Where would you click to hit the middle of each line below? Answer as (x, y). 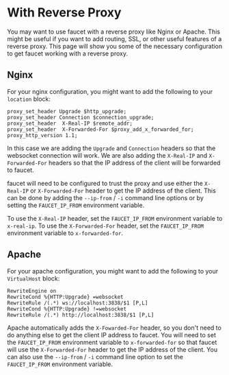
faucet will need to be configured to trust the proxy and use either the (105, 183)
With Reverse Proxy (64, 13)
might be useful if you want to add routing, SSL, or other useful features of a (114, 38)
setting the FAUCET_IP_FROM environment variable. (76, 205)
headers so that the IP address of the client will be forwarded (135, 162)
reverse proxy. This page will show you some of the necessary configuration (115, 46)
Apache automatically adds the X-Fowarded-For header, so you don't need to (114, 328)
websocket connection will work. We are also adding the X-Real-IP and (107, 155)
